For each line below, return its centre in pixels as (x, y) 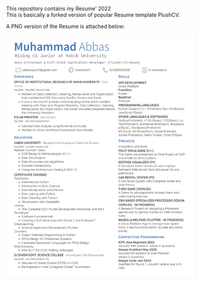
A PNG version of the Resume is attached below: (66, 26)
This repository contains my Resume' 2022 (59, 9)
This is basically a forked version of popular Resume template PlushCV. (93, 15)
